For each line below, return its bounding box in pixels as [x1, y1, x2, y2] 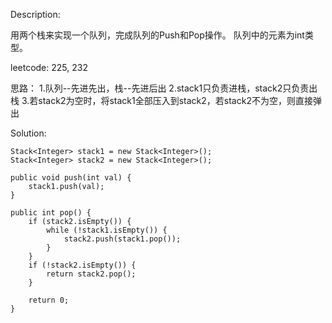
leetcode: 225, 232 [10, 62, 88, 73]
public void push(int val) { [10, 173, 132, 183]
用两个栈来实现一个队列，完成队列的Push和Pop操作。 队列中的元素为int [10, 29, 305, 41]
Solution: [10, 127, 47, 139]
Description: [10, 9, 61, 20]
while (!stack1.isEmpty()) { [46, 225, 168, 235]
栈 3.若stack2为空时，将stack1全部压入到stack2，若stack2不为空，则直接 [10, 95, 313, 106]
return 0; [28, 295, 70, 305]
